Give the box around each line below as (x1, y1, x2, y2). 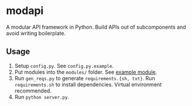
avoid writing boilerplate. (6, 29, 66, 36)
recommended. (14, 87, 52, 94)
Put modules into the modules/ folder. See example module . (14, 69, 157, 76)
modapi (6, 4, 44, 18)
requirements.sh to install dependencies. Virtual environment (14, 81, 162, 88)
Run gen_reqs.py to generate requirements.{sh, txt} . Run (14, 74, 155, 81)
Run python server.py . (14, 93, 69, 100)
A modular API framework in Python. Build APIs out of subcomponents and (6, 23, 186, 30)
